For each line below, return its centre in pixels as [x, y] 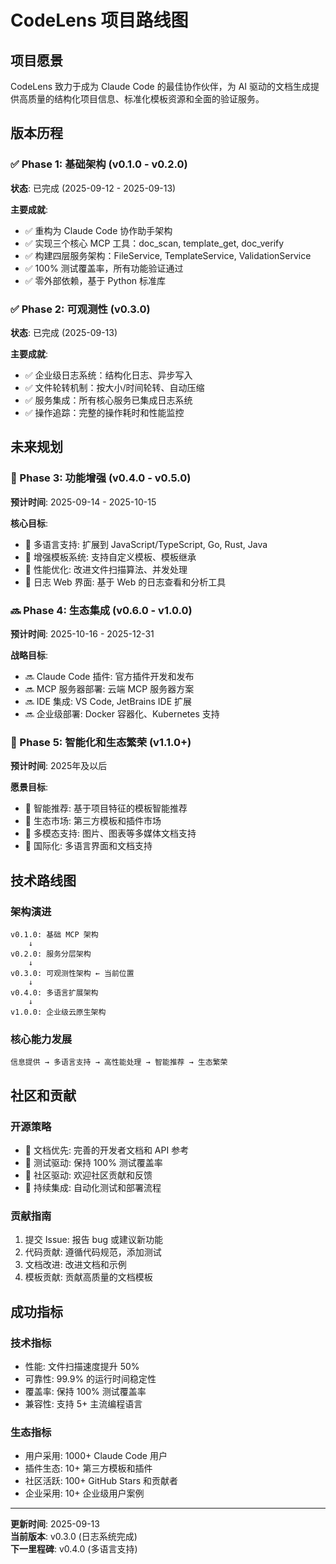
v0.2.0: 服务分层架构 [51, 954]
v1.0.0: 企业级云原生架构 [58, 1012]
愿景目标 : [29, 787]
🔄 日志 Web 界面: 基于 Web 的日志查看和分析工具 [125, 582]
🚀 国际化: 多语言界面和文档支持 [88, 846]
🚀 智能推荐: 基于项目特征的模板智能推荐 [106, 808]
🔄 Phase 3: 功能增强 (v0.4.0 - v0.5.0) [101, 478]
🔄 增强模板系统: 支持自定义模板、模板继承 [110, 557]
